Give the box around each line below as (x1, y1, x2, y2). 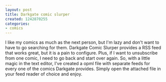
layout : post (5, 7, 32, 12)
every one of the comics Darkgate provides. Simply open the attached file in (5, 66, 161, 72)
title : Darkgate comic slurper (5, 12, 70, 17)
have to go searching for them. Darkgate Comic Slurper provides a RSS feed (5, 45, 162, 51)
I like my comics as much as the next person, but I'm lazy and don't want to (5, 39, 160, 45)
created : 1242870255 (5, 16, 48, 21)
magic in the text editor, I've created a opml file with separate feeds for (5, 61, 150, 67)
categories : (5, 21, 30, 26)
